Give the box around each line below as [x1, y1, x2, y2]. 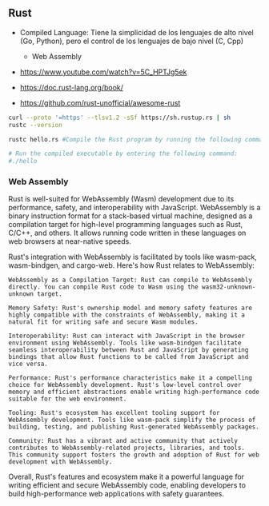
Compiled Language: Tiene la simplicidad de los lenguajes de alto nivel [19, 27, 255, 37]
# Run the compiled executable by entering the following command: [8, 149, 239, 158]
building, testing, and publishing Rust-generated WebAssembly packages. [8, 423, 260, 431]
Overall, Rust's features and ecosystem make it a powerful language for [8, 472, 245, 482]
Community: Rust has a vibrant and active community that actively [8, 437, 239, 445]
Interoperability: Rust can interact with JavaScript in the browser [8, 332, 246, 341]
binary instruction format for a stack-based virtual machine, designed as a [8, 211, 253, 221]
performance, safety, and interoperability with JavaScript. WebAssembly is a [8, 203, 261, 213]
